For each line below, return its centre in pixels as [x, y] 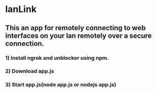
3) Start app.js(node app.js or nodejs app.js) [61, 85]
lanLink [21, 9]
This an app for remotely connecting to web [75, 28]
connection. [25, 43]
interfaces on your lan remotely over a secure [78, 35]
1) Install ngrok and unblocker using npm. [57, 58]
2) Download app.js [30, 71]
